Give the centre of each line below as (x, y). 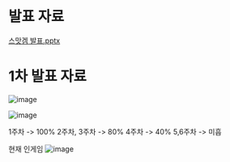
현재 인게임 (26, 149)
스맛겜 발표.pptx (34, 40)
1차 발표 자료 (48, 77)
